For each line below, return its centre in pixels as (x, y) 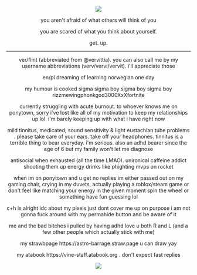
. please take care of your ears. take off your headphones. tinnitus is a (98, 136)
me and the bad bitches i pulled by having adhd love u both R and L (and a (98, 226)
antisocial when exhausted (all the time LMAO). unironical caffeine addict (98, 160)
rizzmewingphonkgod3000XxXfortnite (98, 95)
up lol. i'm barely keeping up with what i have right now (98, 119)
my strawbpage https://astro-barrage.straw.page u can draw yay (98, 243)
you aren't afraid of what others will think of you (98, 20)
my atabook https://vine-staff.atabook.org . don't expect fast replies (98, 255)
